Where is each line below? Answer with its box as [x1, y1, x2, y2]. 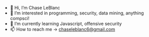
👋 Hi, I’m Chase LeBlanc [10, 5, 60, 10]
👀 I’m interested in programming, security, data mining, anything [10, 10, 144, 16]
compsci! [10, 15, 29, 21]
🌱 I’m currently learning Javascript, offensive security [10, 20, 122, 26]
